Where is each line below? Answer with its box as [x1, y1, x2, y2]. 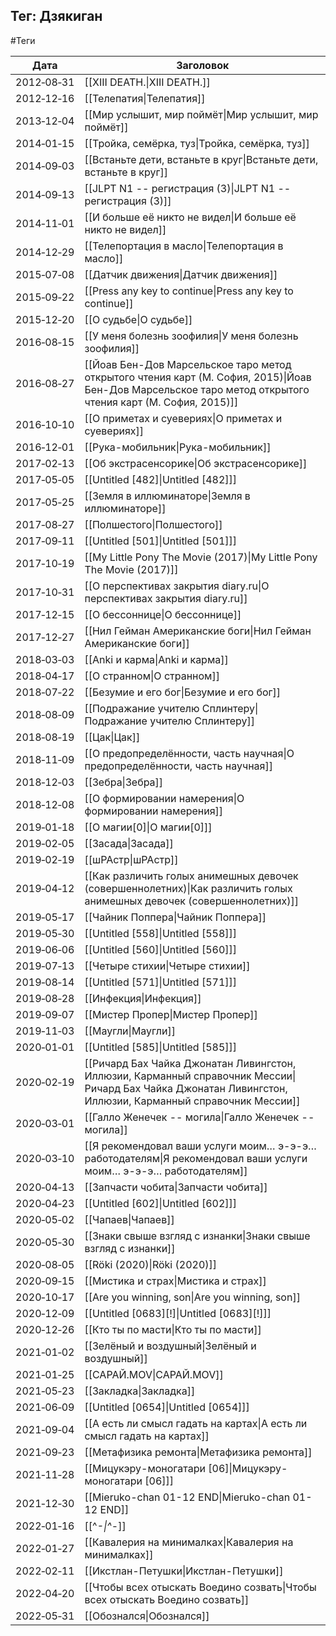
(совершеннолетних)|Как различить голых [84, 881, 293, 895]
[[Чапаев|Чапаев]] [84, 1212, 175, 1226]
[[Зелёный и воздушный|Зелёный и [84, 1339, 257, 1353]
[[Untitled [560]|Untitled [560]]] [84, 942, 238, 956]
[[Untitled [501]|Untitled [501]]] [84, 534, 238, 548]
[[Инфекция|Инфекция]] [84, 991, 202, 1005]
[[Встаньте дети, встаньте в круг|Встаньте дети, [84, 152, 319, 166]
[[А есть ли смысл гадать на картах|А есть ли [84, 1416, 308, 1430]
